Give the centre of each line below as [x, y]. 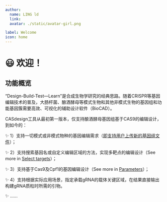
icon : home [16, 37]
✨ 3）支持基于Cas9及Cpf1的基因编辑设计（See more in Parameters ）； [77, 169]
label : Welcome [21, 33]
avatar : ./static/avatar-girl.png [45, 24]
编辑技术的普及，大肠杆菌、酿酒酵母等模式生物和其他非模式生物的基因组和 [81, 102]
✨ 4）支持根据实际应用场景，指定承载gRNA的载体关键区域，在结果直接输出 [83, 180]
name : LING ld [24, 14]
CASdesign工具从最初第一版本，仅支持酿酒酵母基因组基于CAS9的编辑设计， [83, 119]
